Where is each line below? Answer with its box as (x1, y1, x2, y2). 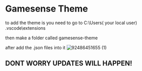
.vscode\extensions (5, 25, 46, 31)
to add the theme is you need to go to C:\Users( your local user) (5, 20, 137, 26)
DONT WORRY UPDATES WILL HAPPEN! (5, 59, 132, 68)
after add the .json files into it (5, 44, 66, 50)
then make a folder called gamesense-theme (5, 35, 98, 41)
